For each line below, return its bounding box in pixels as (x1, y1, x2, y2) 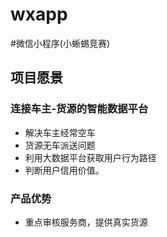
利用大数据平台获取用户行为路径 (24, 151, 157, 163)
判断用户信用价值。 (24, 164, 105, 176)
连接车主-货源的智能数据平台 (10, 102, 149, 116)
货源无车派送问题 (24, 139, 96, 151)
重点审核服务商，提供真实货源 (24, 216, 148, 228)
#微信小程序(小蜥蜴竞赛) (10, 37, 111, 49)
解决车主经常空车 (24, 126, 96, 138)
